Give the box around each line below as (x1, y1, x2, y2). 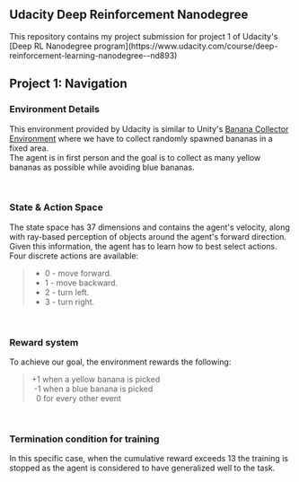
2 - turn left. (44, 286, 90, 297)
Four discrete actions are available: (9, 250, 139, 261)
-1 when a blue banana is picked (33, 383, 154, 394)
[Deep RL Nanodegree (9, 40, 92, 51)
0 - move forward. (44, 267, 112, 278)
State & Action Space (9, 201, 103, 214)
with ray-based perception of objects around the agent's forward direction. (9, 231, 287, 241)
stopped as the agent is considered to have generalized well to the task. (9, 462, 276, 474)
